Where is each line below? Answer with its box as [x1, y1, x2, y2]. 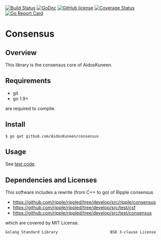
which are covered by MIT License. [5, 220, 79, 226]
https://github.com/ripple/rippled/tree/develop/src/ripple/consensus [12, 199, 156, 205]
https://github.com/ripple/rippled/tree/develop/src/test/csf [12, 204, 136, 211]
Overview [5, 48, 37, 57]
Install [5, 120, 25, 129]
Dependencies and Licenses [5, 176, 97, 184]
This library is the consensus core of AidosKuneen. [5, 62, 113, 68]
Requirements [5, 76, 51, 85]
